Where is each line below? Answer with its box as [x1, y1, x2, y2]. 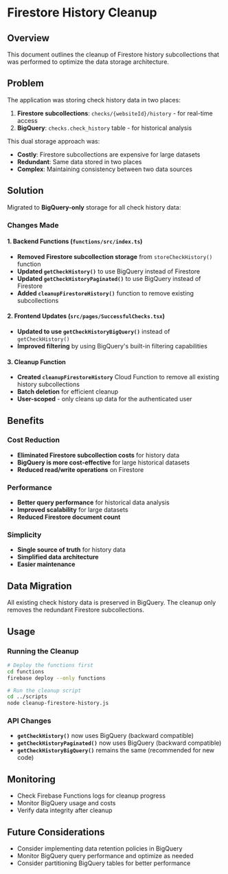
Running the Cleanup [7, 646, 79, 655]
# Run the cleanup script [7, 687, 81, 694]
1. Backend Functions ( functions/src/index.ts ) [7, 237, 143, 245]
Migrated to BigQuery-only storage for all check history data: [7, 203, 181, 211]
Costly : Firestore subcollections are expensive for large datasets [16, 150, 201, 159]
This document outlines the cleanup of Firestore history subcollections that [7, 50, 220, 58]
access [16, 116, 38, 124]
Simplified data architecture [16, 553, 99, 561]
